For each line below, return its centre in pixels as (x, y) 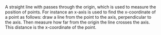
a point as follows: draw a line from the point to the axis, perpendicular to (78, 17)
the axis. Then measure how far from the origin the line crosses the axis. (78, 22)
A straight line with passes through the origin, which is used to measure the (81, 7)
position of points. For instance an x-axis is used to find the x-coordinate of (80, 12)
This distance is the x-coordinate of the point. (51, 27)
